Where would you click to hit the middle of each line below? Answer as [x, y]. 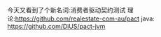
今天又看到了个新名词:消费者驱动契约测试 [66, 10]
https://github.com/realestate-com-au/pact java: [85, 18]
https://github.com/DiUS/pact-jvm [56, 26]
